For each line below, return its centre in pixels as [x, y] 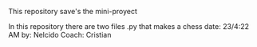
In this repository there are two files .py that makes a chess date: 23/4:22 [129, 26]
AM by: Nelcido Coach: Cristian [60, 35]
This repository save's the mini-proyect [73, 11]
